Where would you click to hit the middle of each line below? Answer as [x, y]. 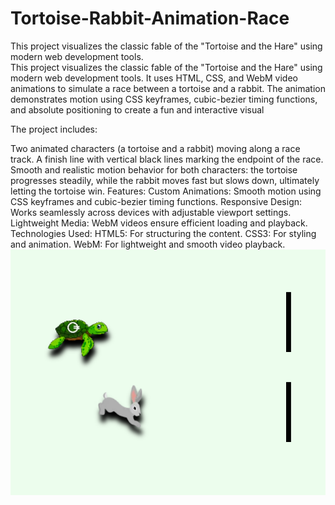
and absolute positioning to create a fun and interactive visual [137, 109]
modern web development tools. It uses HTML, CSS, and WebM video [154, 78]
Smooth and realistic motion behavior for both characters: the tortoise [154, 169]
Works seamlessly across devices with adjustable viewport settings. [151, 212]
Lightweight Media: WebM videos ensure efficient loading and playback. [159, 223]
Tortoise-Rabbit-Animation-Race [150, 18]
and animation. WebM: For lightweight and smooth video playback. [148, 244]
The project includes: [54, 129]
